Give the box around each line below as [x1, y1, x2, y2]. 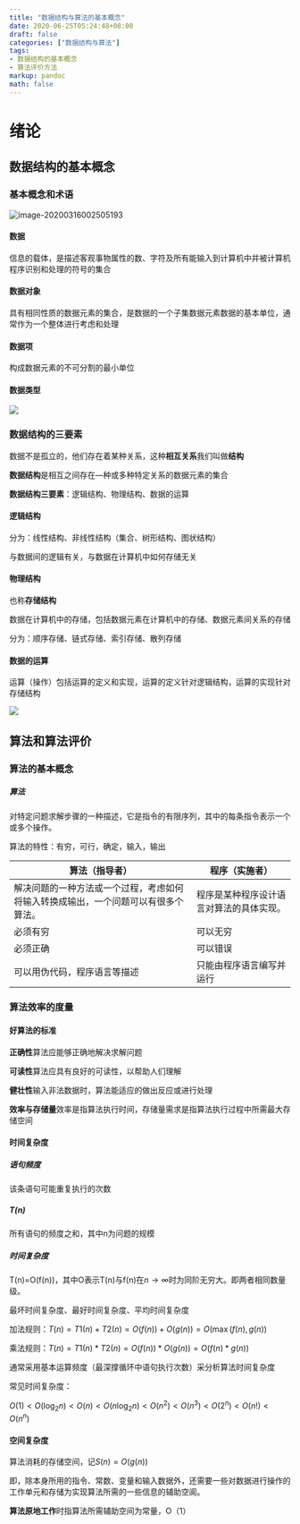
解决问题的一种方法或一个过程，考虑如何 [13, 881, 185, 894]
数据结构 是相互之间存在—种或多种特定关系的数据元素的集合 [9, 469, 229, 480]
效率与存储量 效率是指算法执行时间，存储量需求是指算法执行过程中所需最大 [9, 1103, 283, 1114]
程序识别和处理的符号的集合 [9, 263, 112, 274]
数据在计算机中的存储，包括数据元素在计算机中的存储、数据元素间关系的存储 [9, 614, 291, 625]
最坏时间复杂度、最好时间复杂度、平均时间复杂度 [9, 1305, 189, 1315]
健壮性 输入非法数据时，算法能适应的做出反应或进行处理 [9, 1085, 212, 1095]
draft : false [9, 30, 58, 38]
